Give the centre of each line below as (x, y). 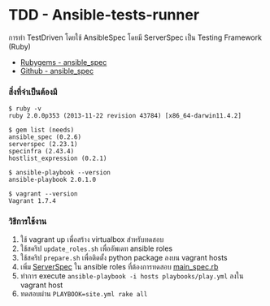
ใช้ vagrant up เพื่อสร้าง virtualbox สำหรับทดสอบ (92, 239)
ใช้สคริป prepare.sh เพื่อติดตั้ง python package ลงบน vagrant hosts (124, 257)
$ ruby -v (25, 109)
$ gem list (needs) (41, 130)
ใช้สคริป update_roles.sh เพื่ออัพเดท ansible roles (96, 248)
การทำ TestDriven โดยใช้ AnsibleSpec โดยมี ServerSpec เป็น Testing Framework (135, 37)
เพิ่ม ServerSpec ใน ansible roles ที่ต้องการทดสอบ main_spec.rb (119, 266)
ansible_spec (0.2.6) (45, 137)
